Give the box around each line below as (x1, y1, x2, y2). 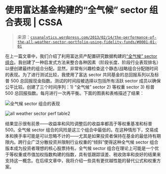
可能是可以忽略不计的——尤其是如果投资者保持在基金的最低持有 (26, 133, 157, 139)
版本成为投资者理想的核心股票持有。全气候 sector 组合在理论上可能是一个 (5, 145, 155, 151)
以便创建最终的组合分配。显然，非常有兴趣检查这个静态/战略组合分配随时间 (5, 65, 159, 71)
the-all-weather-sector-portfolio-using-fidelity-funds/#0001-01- (17, 39, 157, 44)
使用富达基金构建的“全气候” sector (5, 4, 148, 16)
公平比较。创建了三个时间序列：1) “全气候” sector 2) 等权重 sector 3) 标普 (5, 84, 155, 90)
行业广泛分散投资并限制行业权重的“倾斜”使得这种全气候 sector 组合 (22, 139, 159, 145)
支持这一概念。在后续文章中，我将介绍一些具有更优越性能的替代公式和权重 (5, 157, 157, 163)
